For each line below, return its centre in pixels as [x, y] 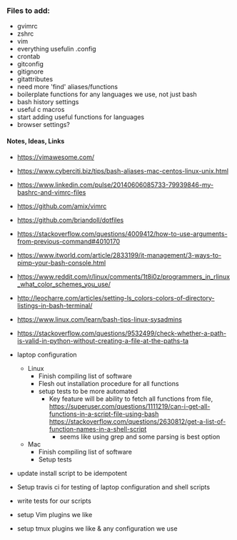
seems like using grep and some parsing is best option [140, 437]
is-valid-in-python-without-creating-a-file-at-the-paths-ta [103, 340]
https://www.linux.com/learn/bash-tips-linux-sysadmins [100, 319]
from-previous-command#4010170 [69, 241]
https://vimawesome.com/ [56, 157]
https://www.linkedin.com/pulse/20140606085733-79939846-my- [115, 185]
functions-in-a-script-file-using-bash [104, 414]
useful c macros [41, 110]
